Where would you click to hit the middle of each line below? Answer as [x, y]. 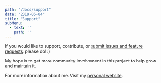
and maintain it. [21, 66]
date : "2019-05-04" [25, 14]
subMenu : [14, 23]
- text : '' [21, 28]
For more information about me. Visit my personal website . [64, 75]
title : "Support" [23, 19]
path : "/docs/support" [28, 10]
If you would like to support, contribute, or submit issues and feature [74, 46]
